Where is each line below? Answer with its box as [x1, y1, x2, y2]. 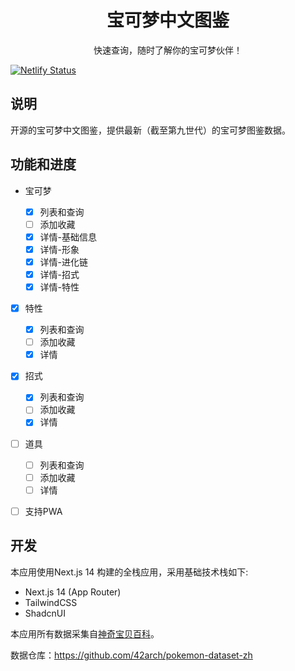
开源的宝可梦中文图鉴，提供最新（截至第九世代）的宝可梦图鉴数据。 [10, 124, 291, 136]
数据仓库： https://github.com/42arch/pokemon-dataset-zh [10, 649, 253, 661]
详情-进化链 [39, 256, 89, 268]
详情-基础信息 [39, 231, 98, 243]
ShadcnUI [24, 607, 66, 619]
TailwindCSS [24, 596, 78, 608]
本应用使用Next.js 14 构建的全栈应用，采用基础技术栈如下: [10, 566, 249, 578]
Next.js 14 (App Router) [24, 586, 122, 598]
